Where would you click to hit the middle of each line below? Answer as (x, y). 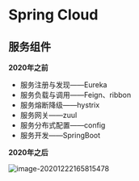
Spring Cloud (53, 15)
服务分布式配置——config (63, 125)
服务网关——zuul (48, 115)
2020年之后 (28, 152)
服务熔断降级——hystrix (60, 105)
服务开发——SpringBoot (60, 135)
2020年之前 (28, 67)
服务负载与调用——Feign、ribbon (76, 95)
